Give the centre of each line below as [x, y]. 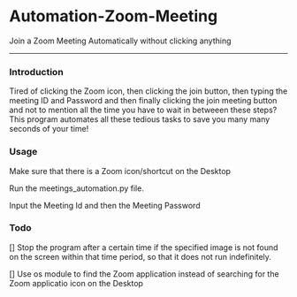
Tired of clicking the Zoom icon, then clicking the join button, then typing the [148, 91]
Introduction [36, 72]
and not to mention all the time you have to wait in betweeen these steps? [143, 110]
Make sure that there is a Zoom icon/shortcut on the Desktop [120, 171]
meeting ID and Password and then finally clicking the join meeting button [143, 101]
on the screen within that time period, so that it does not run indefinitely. [141, 256]
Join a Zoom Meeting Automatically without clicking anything [120, 41]
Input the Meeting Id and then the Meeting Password [105, 205]
